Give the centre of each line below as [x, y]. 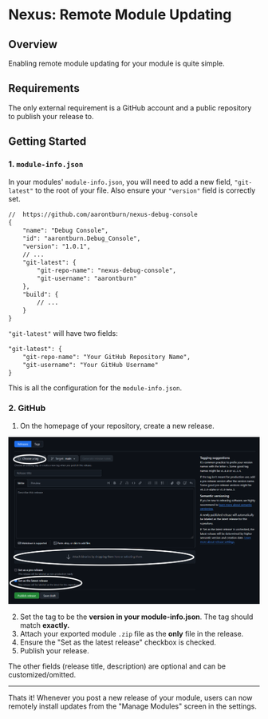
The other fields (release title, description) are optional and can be [117, 666]
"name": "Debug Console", [66, 230]
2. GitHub [27, 408]
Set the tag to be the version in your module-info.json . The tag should [136, 617]
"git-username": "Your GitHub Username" [91, 365]
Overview [33, 44]
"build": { [41, 294]
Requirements [44, 88]
